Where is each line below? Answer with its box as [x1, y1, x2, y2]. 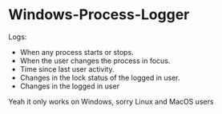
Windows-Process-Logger [8, 6, 190, 24]
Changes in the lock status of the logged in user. [19, 73, 180, 82]
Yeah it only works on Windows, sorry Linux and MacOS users [8, 96, 214, 106]
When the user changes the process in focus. [19, 56, 171, 65]
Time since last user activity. [19, 64, 115, 73]
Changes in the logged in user [19, 81, 120, 91]
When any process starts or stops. [19, 47, 134, 57]
